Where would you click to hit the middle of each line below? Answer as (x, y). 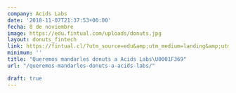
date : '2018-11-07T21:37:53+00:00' (59, 20)
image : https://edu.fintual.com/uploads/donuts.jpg (84, 33)
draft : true (25, 78)
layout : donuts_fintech (42, 40)
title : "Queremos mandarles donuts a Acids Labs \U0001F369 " (97, 59)
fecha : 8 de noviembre (40, 27)
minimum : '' (25, 53)
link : (15, 46)
